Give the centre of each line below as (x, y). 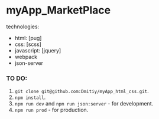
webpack (26, 57)
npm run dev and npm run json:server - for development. (84, 104)
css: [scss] (28, 44)
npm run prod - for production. (51, 110)
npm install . (30, 97)
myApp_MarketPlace (59, 10)
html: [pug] (28, 38)
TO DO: (17, 78)
